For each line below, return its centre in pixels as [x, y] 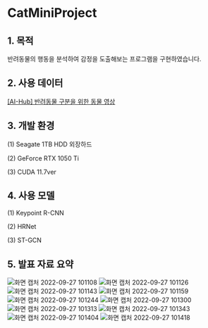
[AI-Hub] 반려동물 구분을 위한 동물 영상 [61, 101]
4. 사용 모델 [31, 196]
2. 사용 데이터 [35, 83]
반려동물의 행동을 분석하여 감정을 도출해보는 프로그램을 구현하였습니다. [104, 59]
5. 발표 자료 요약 [41, 264]
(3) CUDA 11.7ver [32, 172]
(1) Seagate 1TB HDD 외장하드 [50, 144]
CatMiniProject [52, 13]
